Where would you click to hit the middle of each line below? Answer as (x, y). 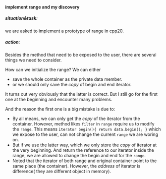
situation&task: (22, 18)
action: (13, 42)
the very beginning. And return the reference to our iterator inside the (83, 150)
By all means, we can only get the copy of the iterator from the (76, 119)
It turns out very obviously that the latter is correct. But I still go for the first (81, 94)
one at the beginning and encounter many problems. (59, 99)
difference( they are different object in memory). (62, 171)
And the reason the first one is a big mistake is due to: (60, 109)
